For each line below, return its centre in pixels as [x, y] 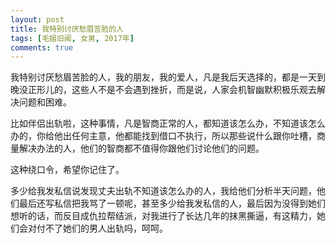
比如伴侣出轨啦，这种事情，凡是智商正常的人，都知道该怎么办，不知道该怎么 [168, 123]
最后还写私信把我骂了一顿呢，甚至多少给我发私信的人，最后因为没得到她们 [172, 203]
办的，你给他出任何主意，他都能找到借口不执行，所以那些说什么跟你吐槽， [163, 136]
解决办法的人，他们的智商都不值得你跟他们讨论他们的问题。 [141, 148]
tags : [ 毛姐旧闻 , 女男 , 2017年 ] [72, 38]
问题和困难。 [45, 102]
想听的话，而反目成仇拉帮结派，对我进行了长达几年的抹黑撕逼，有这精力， [163, 216]
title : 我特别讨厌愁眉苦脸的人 [67, 29]
